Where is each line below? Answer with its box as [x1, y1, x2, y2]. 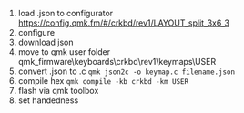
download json [17, 36, 74, 47]
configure [17, 27, 56, 37]
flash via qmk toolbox [17, 86, 99, 96]
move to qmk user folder [17, 46, 111, 57]
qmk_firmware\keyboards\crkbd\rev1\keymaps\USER [17, 56, 217, 67]
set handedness [17, 95, 79, 106]
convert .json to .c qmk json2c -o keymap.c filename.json [17, 66, 235, 77]
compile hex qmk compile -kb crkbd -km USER [17, 76, 189, 86]
